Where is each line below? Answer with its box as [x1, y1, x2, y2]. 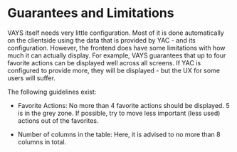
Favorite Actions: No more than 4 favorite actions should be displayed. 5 [17, 101, 230, 109]
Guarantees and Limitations [7, 5, 174, 21]
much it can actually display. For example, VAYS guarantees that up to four [7, 51, 226, 60]
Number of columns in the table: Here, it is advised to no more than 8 [17, 130, 221, 139]
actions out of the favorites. [17, 116, 99, 125]
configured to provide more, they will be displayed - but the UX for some [7, 66, 221, 75]
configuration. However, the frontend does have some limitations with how [7, 43, 226, 52]
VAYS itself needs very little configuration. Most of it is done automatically [7, 28, 224, 37]
